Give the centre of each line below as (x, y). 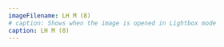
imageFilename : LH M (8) (50, 16)
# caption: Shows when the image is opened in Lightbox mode (112, 23)
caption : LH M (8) (39, 30)
